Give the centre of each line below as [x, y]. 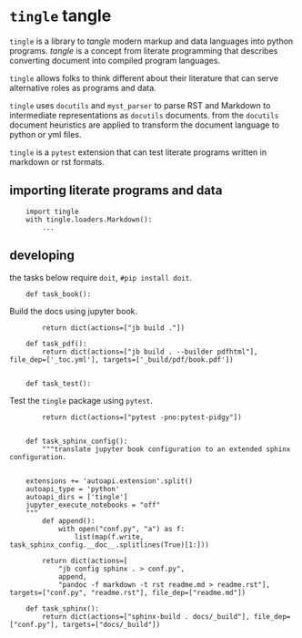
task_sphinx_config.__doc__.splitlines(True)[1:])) [109, 545]
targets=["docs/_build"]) [111, 624]
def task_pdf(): [57, 344]
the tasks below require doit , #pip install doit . [101, 277]
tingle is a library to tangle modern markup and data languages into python [151, 41]
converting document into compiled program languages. [115, 60]
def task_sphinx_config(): [77, 441]
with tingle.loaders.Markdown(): [89, 220]
